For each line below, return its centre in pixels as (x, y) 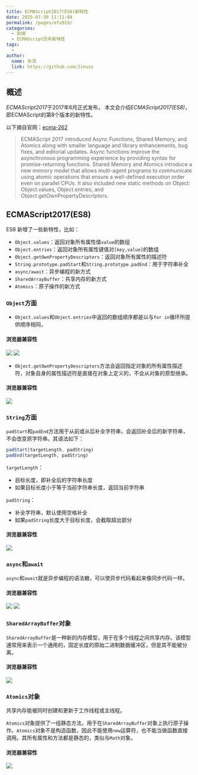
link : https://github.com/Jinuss (53, 67)
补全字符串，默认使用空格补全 (51, 512)
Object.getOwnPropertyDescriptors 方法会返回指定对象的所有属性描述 (98, 366)
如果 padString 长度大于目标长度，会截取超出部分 (73, 520)
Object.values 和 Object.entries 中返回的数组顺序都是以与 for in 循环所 (100, 317)
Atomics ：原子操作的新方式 (47, 286)
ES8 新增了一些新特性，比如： (43, 229)
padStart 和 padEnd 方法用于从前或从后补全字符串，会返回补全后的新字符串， (97, 431)
